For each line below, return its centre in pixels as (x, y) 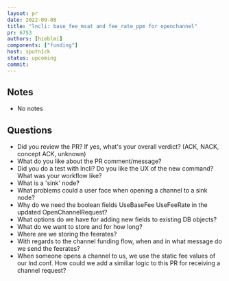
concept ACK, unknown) (51, 154)
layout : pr (23, 13)
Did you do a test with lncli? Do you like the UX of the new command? (115, 169)
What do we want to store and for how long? (80, 227)
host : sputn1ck (29, 52)
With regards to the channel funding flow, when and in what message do (120, 241)
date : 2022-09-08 (32, 20)
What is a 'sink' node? (48, 183)
